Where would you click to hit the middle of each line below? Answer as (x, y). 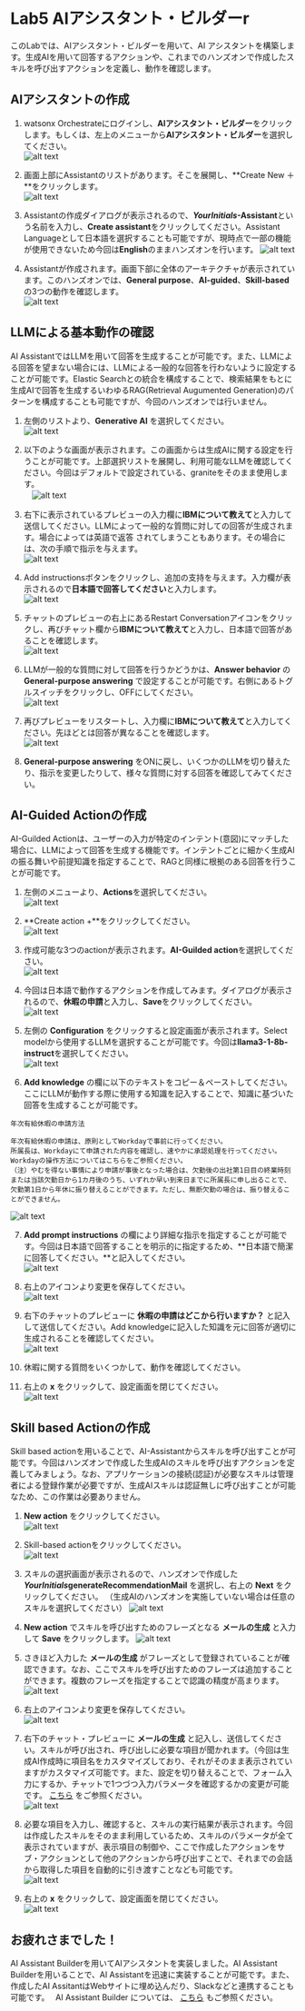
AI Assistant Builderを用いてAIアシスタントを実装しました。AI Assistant (144, 1963)
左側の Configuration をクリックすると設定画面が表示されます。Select (156, 1031)
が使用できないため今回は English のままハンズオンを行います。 (141, 249)
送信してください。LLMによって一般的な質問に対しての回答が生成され (154, 525)
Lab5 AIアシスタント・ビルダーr (130, 19)
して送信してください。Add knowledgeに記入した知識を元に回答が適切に (160, 1327)
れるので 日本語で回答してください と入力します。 (130, 589)
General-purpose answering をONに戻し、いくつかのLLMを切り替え (153, 761)
